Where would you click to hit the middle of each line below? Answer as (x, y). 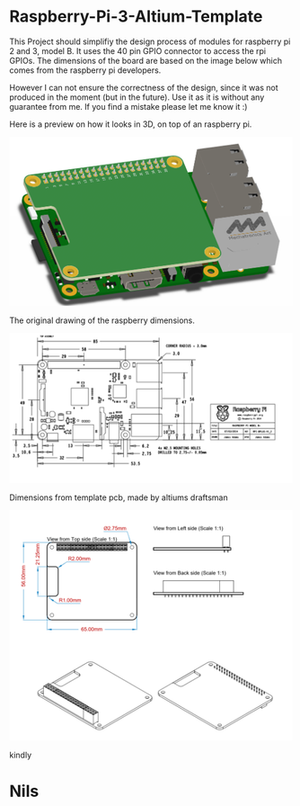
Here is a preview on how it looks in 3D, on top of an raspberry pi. (131, 124)
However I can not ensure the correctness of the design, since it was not (144, 87)
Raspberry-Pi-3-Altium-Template (136, 17)
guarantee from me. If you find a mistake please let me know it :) (128, 106)
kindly (21, 755)
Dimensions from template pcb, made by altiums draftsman (119, 497)
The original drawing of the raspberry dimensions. (102, 320)
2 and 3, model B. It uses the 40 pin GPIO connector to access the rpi (138, 50)
